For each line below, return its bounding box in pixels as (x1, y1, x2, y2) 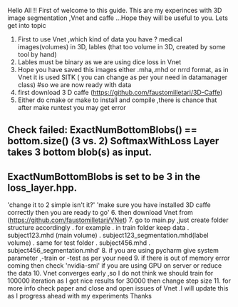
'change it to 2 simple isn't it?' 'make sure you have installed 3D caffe (7, 201, 212, 209)
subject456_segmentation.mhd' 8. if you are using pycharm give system (7, 246, 219, 255)
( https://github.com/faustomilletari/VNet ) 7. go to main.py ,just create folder (7, 216, 229, 224)
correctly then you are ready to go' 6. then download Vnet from (7, 208, 194, 217)
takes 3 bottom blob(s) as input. (7, 146, 152, 158)
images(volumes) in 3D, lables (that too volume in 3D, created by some (17, 43, 226, 51)
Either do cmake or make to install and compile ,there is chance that (17, 96, 217, 104)
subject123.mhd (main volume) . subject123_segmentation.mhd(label (7, 231, 209, 240)
